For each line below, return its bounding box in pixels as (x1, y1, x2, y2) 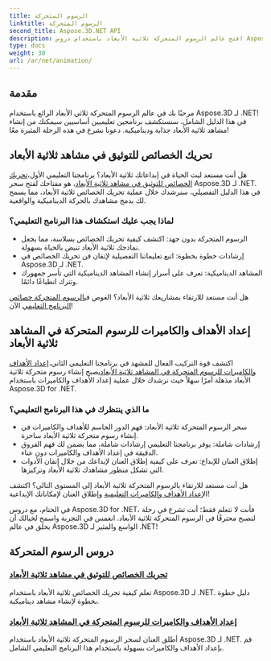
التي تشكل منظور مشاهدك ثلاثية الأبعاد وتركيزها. (20, 465, 164, 474)
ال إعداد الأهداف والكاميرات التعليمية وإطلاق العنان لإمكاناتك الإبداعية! (9, 489, 210, 498)
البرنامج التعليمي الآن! (9, 300, 73, 310)
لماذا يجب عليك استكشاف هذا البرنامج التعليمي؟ (9, 215, 174, 226)
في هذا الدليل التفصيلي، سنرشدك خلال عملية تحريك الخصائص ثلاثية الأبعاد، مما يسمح (9, 187, 261, 196)
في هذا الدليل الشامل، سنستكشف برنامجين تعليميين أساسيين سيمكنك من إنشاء (9, 116, 247, 126)
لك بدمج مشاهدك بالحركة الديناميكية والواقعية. (9, 195, 146, 205)
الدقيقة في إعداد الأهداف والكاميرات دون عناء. (20, 448, 158, 457)
